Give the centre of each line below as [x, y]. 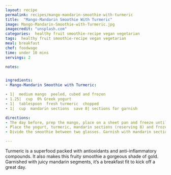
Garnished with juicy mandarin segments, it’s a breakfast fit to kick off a [80, 162]
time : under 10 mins [27, 53]
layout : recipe [21, 10]
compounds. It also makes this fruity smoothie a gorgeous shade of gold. [82, 156]
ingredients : [19, 80]
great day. [16, 167]
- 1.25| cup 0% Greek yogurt [38, 99]
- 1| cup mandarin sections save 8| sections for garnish [72, 108]
